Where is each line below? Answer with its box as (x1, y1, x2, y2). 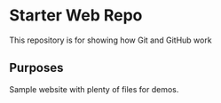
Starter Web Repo (9, 5, 143, 26)
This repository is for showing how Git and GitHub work (9, 35, 212, 45)
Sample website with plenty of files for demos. (9, 83, 179, 94)
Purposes (9, 60, 64, 75)
